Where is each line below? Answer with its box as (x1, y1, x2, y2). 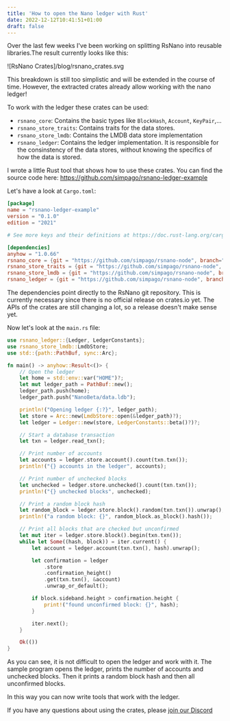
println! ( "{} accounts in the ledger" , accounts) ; (19, 463, 167, 470)
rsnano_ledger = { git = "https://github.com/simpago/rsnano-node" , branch (7, 276, 225, 283)
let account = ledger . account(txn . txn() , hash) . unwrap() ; (31, 545, 201, 552)
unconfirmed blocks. (7, 680, 66, 688)
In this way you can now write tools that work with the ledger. (7, 693, 180, 701)
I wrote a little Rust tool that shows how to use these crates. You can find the (7, 166, 223, 175)
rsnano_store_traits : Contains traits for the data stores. (16, 124, 176, 132)
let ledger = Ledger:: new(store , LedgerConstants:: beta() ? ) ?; (19, 419, 201, 426)
